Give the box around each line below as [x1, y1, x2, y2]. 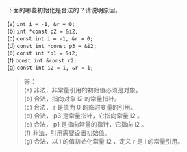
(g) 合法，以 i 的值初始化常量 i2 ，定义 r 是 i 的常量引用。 [23, 138, 184, 145]
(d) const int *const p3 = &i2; [7, 42, 97, 49]
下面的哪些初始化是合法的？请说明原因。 [7, 6, 121, 14]
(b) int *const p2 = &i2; [7, 27, 79, 35]
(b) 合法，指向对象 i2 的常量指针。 [23, 94, 121, 103]
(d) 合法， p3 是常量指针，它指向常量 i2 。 [23, 112, 144, 120]
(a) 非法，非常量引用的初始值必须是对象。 [23, 86, 142, 94]
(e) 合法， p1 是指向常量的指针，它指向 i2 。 [23, 121, 148, 128]
